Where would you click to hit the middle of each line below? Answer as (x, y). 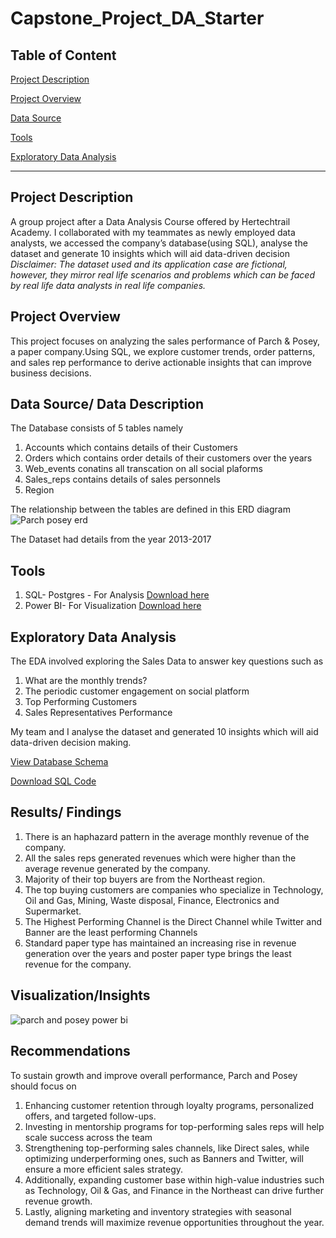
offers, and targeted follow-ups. (90, 1116)
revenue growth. (58, 1201)
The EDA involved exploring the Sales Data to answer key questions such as (167, 661)
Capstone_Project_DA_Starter (137, 18)
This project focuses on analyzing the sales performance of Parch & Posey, (165, 341)
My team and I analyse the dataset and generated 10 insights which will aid (164, 732)
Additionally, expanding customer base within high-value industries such (174, 1179)
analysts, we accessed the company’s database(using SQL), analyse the (159, 243)
